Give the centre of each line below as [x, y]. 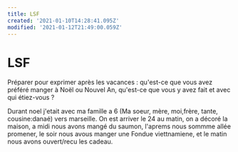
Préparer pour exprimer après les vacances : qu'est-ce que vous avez [110, 82]
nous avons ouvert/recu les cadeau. [60, 142]
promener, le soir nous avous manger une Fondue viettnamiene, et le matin [117, 134]
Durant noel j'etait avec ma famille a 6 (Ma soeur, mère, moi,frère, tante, [113, 111]
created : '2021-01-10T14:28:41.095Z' [63, 21]
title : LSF [24, 14]
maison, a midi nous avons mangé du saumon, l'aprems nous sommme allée [119, 126]
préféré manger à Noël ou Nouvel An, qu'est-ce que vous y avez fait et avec [119, 90]
